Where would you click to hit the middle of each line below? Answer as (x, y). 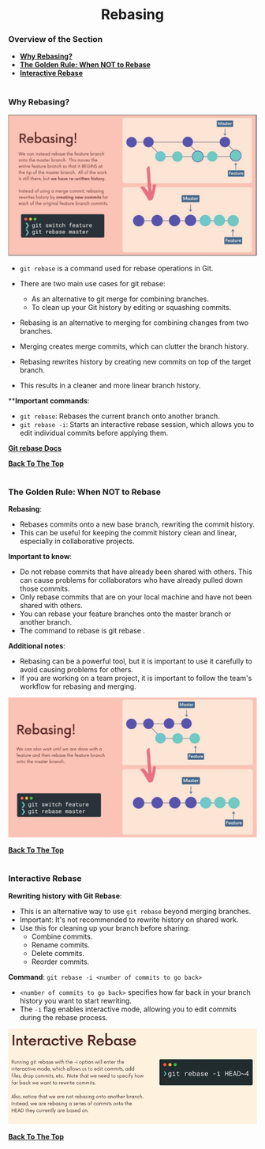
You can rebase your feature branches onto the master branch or (125, 614)
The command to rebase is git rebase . (82, 631)
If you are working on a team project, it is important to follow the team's (136, 678)
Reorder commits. (60, 962)
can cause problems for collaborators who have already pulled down (131, 580)
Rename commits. (61, 945)
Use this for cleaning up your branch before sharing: (105, 928)
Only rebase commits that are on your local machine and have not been (136, 597)
